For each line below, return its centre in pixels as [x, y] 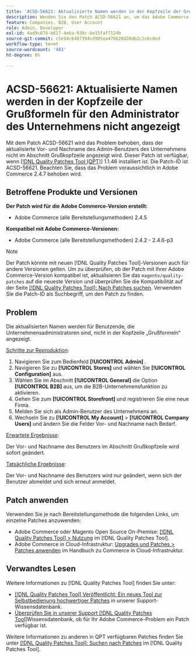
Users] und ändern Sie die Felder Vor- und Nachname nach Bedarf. [95, 424]
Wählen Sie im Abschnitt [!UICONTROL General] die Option [86, 381]
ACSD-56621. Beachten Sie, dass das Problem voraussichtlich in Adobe [92, 167]
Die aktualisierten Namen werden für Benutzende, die [71, 327]
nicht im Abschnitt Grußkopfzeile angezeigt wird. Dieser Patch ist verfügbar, [97, 155]
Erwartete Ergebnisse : [33, 435]
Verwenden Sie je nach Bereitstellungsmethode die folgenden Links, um [92, 514]
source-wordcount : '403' [36, 50]
